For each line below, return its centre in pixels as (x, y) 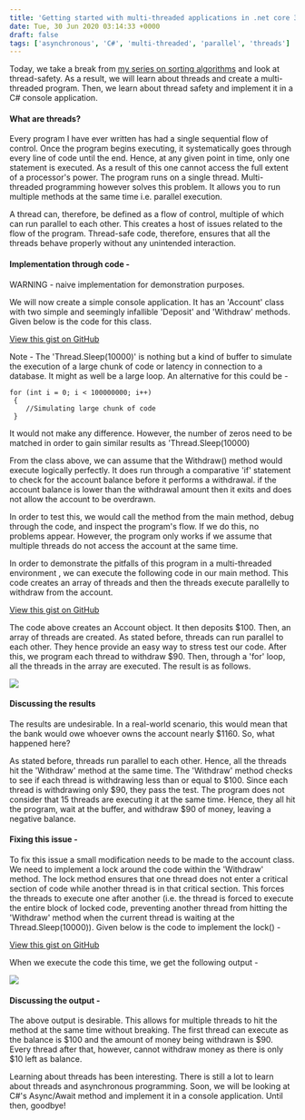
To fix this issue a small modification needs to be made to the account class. (152, 860)
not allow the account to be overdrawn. (83, 499)
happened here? (40, 743)
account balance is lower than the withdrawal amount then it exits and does (151, 489)
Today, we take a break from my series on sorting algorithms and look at (144, 69)
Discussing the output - (55, 1000)
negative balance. (43, 818)
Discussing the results (53, 704)
